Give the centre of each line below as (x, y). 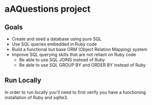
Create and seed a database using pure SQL (57, 39)
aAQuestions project (47, 9)
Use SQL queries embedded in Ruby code (54, 44)
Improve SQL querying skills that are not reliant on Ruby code (74, 54)
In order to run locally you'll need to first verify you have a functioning (75, 92)
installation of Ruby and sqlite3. (36, 97)
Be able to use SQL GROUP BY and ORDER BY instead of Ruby (82, 65)
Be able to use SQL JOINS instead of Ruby (62, 60)
